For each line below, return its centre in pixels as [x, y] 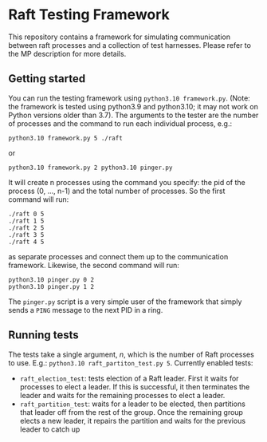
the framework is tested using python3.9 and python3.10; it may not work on [133, 106]
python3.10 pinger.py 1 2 [51, 286]
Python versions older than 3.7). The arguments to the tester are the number [133, 115]
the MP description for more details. [67, 53]
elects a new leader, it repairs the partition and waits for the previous [132, 420]
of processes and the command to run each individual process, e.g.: [120, 123]
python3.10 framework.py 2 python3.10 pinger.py [90, 168]
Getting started [47, 79]
